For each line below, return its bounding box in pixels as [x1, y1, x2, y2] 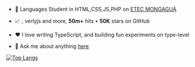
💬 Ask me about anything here [14, 43, 89, 50]
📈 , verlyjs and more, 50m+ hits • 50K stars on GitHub [14, 18, 150, 24]
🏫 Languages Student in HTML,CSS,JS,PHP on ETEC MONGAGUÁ [14, 6, 177, 12]
